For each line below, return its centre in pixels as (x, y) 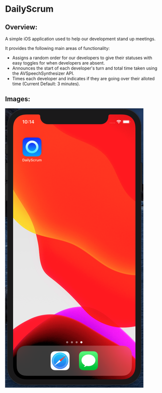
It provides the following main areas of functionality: (58, 48)
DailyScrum (29, 9)
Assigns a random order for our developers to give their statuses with (82, 58)
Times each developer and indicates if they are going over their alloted (83, 79)
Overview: (21, 27)
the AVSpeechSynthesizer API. (43, 73)
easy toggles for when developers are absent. (58, 63)
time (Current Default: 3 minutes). (46, 84)
